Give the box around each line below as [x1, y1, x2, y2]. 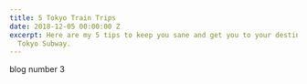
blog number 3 [9, 64, 66, 75]
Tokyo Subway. [17, 38, 71, 48]
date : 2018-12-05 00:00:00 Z [9, 22, 121, 31]
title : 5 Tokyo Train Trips [9, 13, 117, 23]
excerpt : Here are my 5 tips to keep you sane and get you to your [9, 30, 272, 39]
